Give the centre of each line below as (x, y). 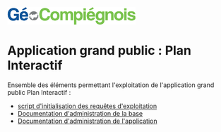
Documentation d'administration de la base (80, 113)
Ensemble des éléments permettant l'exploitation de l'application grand (111, 85)
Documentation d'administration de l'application (87, 121)
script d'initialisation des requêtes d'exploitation (87, 106)
